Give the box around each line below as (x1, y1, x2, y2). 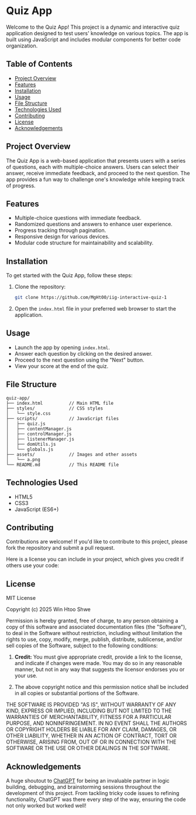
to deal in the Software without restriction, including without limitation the (6, 630, 183, 637)
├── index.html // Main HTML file (6, 400, 114, 406)
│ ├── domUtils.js (6, 441, 57, 447)
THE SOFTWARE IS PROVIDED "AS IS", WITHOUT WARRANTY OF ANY (6, 701, 177, 708)
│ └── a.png (6, 456, 41, 462)
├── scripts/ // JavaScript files (6, 415, 119, 421)
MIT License (6, 595, 36, 602)
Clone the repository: (14, 283, 66, 291)
